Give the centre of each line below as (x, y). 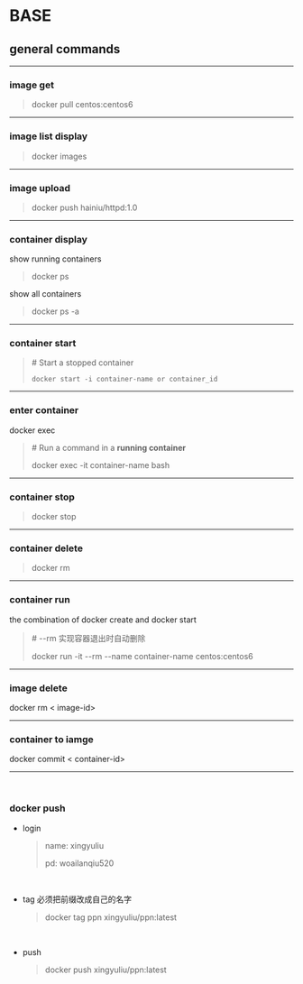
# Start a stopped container (83, 363)
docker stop (54, 517)
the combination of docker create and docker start (103, 620)
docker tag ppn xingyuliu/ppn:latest (111, 917)
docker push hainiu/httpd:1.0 (84, 207)
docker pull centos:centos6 (82, 105)
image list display (49, 136)
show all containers (46, 294)
